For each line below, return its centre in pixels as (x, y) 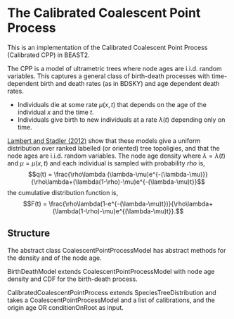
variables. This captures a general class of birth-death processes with (109, 76)
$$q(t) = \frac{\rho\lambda (67, 174)
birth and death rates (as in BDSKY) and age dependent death (130, 83)
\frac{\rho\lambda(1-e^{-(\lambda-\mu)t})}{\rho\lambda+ (131, 204)
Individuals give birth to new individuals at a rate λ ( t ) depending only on (121, 119)
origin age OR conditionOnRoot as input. (66, 307)
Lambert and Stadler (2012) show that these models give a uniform (104, 140)
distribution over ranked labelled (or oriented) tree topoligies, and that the (113, 148)
